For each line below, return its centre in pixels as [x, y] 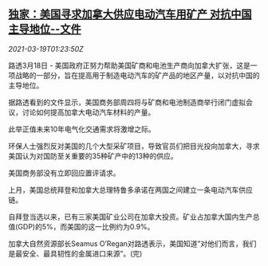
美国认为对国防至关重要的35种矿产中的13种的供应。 [93, 156]
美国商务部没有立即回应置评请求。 [64, 173]
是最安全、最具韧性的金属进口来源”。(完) [75, 253]
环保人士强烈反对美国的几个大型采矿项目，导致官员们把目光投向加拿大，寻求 [134, 146]
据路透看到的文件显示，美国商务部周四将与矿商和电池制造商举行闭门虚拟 [127, 102]
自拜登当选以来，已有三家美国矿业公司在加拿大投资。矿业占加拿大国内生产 [130, 217]
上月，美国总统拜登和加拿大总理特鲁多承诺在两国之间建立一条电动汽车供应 [130, 190]
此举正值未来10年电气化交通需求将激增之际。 [82, 129]
